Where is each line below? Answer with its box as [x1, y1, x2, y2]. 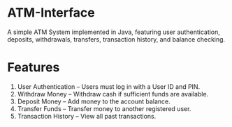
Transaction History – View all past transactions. [17, 112, 157, 120]
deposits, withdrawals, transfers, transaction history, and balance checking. [7, 35, 226, 43]
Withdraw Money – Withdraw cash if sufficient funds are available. [17, 90, 209, 98]
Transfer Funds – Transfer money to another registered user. [17, 104, 191, 112]
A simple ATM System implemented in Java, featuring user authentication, [7, 28, 220, 36]
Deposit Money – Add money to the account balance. [17, 97, 171, 105]
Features [7, 60, 60, 76]
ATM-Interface [7, 5, 96, 21]
